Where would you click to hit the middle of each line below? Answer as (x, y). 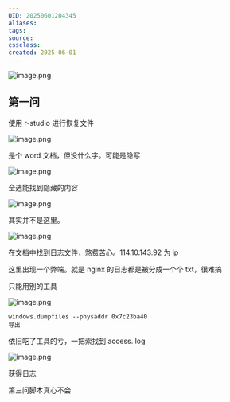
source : (21, 38)
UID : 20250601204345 (43, 16)
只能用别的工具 (33, 286)
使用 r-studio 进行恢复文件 (51, 123)
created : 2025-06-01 (43, 53)
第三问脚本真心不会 (40, 390)
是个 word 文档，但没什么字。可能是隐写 (74, 155)
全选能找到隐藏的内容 (43, 187)
